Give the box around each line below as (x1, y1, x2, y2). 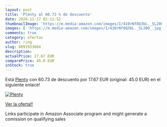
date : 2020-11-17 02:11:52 (5, 16, 61, 21)
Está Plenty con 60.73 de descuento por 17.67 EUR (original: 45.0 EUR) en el (5, 77, 161, 83)
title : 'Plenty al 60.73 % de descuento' (5, 12, 92, 17)
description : (5, 49, 32, 54)
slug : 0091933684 (5, 44, 41, 49)
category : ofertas (5, 35, 43, 40)
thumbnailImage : (5, 21, 39, 26)
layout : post (5, 7, 32, 12)
